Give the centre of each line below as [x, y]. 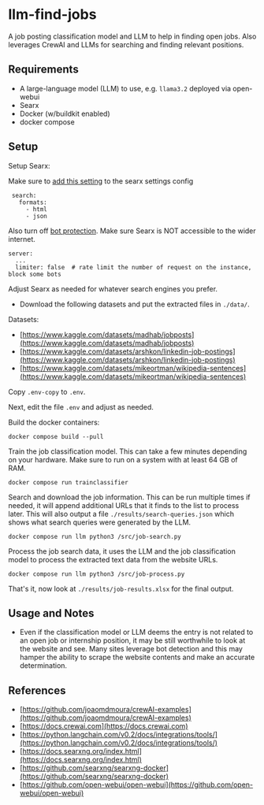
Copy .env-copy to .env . [47, 391]
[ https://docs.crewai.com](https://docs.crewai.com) [104, 726]
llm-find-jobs [52, 15]
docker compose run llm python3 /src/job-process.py [97, 574]
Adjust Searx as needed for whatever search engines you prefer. [113, 288]
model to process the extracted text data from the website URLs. [113, 559]
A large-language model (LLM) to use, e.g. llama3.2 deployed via [125, 88]
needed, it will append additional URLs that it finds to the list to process [124, 505]
